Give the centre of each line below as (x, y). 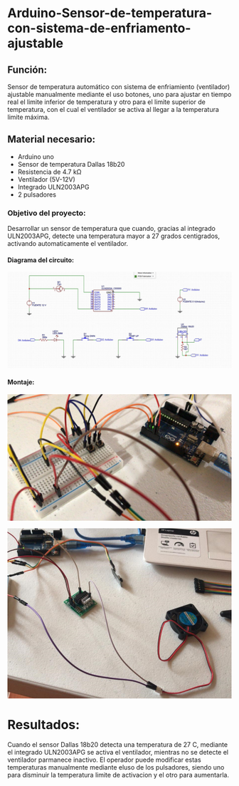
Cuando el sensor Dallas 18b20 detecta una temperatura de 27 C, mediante (118, 744)
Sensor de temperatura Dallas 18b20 (71, 164)
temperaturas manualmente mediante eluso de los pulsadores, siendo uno (116, 767)
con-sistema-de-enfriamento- (99, 28)
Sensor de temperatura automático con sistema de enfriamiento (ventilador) (119, 87)
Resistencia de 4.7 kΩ (49, 172)
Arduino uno (36, 156)
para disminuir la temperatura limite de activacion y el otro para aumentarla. (118, 775)
